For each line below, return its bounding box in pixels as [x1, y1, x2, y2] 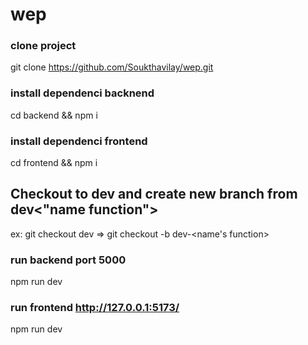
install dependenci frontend [10, 134, 148, 148]
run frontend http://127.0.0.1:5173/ [10, 301, 180, 315]
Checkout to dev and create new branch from [10, 186, 298, 203]
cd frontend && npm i [10, 157, 98, 169]
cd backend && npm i [10, 109, 98, 121]
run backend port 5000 [10, 253, 127, 267]
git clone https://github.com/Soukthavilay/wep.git [10, 61, 214, 73]
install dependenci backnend [10, 86, 155, 100]
